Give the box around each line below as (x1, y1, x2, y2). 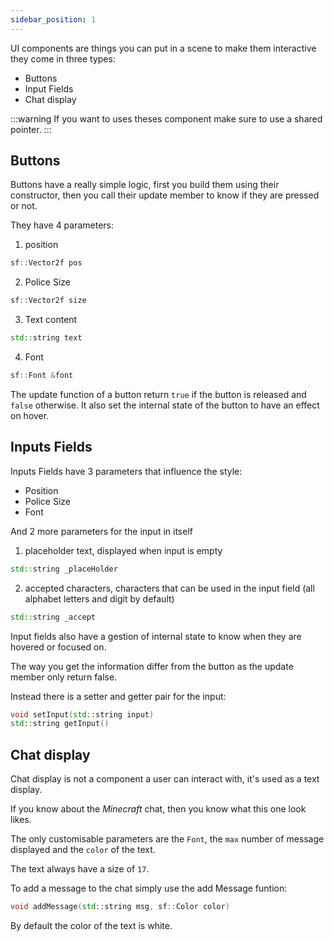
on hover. (10, 409, 50, 421)
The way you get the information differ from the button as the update (10, 660, 294, 672)
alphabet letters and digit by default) (24, 592, 175, 605)
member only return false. (10, 671, 118, 683)
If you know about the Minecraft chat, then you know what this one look (10, 803, 307, 815)
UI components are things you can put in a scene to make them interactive (10, 42, 317, 54)
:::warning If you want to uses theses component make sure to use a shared (10, 112, 323, 125)
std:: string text (10, 333, 83, 343)
